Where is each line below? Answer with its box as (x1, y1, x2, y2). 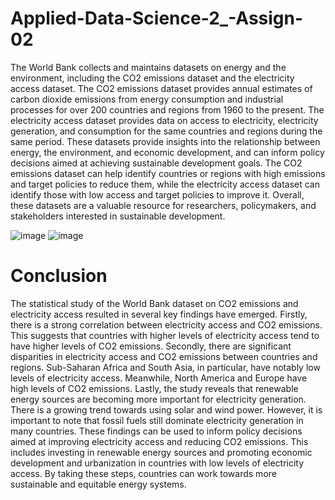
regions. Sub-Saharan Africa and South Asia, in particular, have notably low (10, 361, 321, 373)
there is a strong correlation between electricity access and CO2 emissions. (10, 318, 323, 331)
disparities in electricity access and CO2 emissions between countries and (10, 350, 318, 362)
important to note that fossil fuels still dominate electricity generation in (10, 414, 304, 426)
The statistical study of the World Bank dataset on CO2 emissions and (10, 297, 299, 309)
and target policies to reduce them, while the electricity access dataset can (10, 178, 320, 190)
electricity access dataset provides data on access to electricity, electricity (10, 114, 319, 126)
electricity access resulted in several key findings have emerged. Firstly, (10, 308, 308, 320)
